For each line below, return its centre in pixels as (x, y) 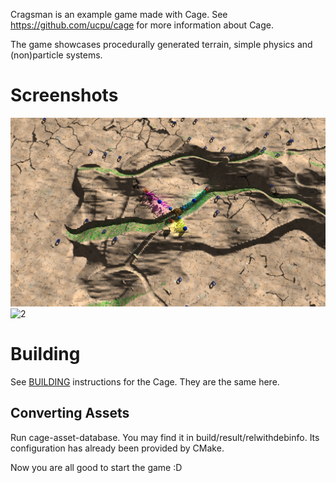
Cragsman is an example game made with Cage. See (119, 14)
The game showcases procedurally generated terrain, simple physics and (161, 44)
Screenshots (64, 95)
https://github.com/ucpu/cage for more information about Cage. (142, 25)
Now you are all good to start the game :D (96, 467)
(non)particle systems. (56, 55)
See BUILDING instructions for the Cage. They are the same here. (145, 381)
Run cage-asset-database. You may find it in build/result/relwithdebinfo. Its (165, 437)
